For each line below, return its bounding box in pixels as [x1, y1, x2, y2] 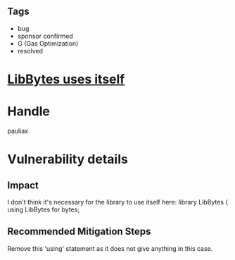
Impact [7, 179, 39, 191]
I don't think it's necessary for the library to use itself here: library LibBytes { [7, 197, 229, 206]
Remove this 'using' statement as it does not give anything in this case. [7, 244, 213, 252]
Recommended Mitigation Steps [7, 226, 151, 238]
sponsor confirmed [17, 32, 74, 40]
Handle [7, 103, 51, 119]
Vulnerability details [7, 151, 128, 167]
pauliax [7, 126, 29, 135]
